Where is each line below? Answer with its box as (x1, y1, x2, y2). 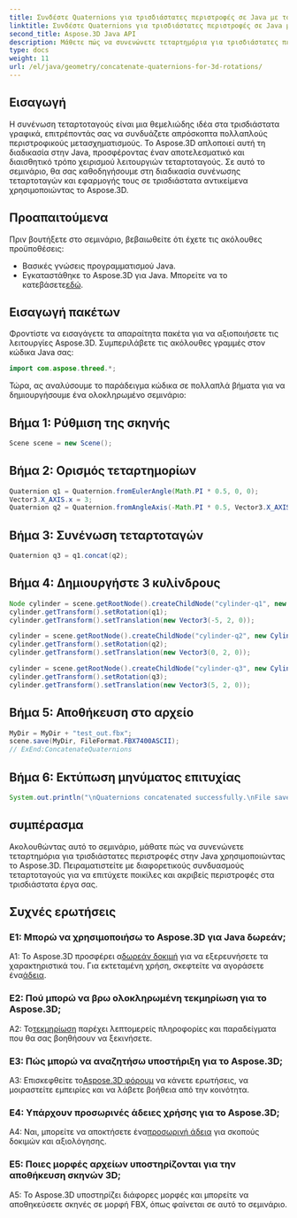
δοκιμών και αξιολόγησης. (9, 1136, 107, 1147)
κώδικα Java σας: (9, 347, 74, 358)
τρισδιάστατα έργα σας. (9, 879, 98, 889)
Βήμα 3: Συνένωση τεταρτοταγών (9, 528, 204, 543)
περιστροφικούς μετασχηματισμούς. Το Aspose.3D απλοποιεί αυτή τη (9, 137, 266, 148)
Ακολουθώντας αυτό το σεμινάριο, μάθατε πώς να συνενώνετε (9, 841, 245, 851)
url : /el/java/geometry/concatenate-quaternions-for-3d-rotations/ (9, 63, 263, 72)
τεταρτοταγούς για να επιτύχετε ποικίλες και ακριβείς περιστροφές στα (9, 869, 275, 880)
